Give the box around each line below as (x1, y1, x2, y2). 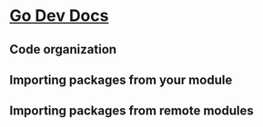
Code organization (9, 42, 116, 57)
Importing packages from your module (9, 72, 233, 87)
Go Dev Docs (9, 5, 109, 26)
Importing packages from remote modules (9, 103, 255, 119)
